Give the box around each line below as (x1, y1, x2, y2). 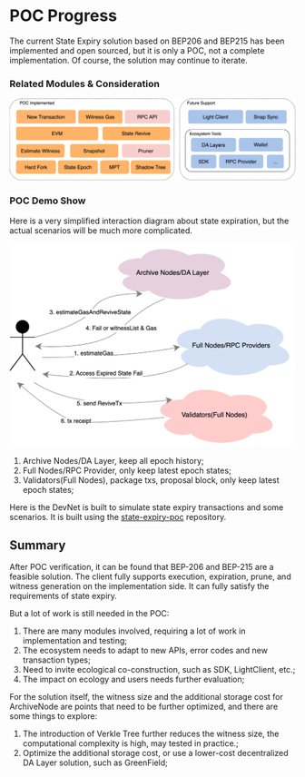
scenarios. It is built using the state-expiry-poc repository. (9, 511, 227, 522)
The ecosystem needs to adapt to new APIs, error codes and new (22, 645, 268, 656)
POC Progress (9, 5, 118, 26)
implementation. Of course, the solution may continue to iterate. (9, 54, 248, 65)
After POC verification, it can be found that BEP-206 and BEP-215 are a (9, 562, 274, 573)
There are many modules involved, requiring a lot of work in (22, 625, 247, 636)
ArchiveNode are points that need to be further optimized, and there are (9, 701, 279, 713)
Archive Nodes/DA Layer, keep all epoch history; (22, 455, 204, 466)
